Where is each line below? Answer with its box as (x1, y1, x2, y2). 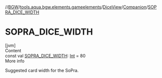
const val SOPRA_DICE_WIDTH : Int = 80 (5, 53, 86, 58)
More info (5, 58, 25, 64)
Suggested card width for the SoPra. (5, 67, 79, 73)
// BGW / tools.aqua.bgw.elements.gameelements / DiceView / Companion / (5, 4, 148, 10)
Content (5, 47, 22, 53)
